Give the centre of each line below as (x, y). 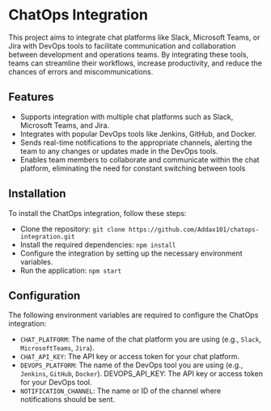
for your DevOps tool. (56, 383)
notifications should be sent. (68, 400)
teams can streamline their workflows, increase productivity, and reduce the (135, 63)
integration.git (47, 236)
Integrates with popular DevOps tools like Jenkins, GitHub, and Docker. (138, 133)
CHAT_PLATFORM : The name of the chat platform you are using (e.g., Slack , (140, 339)
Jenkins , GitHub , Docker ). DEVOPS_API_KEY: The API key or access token (141, 374)
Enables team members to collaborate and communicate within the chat (140, 159)
